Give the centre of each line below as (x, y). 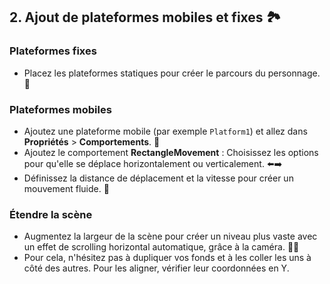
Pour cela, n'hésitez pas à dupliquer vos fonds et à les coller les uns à (167, 258)
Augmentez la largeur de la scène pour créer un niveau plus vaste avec (170, 236)
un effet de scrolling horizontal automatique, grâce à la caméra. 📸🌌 (161, 247)
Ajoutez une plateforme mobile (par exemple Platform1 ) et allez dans (165, 131)
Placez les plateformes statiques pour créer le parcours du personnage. (172, 73)
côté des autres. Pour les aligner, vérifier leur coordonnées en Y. (156, 268)
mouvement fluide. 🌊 (66, 188)
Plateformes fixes (53, 51)
